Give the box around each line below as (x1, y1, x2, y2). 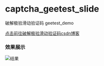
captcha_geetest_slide (5, 3, 100, 15)
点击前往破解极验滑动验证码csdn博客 (5, 30, 80, 36)
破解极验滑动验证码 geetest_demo (5, 20, 74, 26)
